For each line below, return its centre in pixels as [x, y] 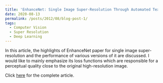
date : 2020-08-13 [23, 14]
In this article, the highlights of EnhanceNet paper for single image [71, 50]
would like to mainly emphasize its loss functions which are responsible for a [81, 61]
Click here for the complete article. [40, 75]
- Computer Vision [28, 28]
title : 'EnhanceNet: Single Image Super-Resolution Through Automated [78, 9]
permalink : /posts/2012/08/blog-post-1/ [47, 18]
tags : [10, 23]
